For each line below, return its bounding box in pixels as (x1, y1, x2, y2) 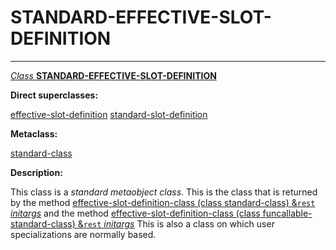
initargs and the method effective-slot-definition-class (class (10, 207, 261, 219)
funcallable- (262, 207, 313, 219)
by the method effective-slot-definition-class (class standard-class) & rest (10, 196, 316, 208)
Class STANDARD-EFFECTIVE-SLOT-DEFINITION (10, 69, 217, 81)
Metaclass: (10, 127, 58, 140)
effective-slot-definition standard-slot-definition (10, 108, 208, 120)
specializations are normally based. (10, 228, 157, 240)
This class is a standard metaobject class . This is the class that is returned (10, 186, 318, 198)
